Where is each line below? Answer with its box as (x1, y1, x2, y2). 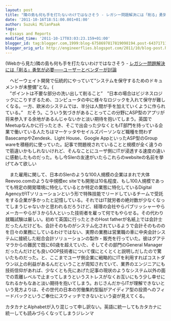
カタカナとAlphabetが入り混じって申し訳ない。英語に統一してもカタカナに (5, 304, 162, 310)
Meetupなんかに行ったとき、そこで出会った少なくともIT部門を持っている (5, 122, 159, 128)
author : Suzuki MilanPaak (5, 21, 60, 27)
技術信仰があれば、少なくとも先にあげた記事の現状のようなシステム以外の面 (5, 267, 166, 273)
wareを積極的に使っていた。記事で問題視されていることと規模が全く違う (5, 141, 158, 147)
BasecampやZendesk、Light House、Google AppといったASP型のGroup (5, 135, 158, 141)
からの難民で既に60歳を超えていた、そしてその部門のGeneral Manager (14, 241, 163, 248)
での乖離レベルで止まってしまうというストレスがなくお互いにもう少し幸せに (5, 273, 165, 280)
